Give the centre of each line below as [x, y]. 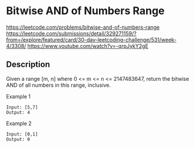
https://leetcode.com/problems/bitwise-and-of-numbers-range [83, 27]
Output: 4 [18, 112]
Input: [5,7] [22, 107]
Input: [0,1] [22, 134]
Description [28, 65]
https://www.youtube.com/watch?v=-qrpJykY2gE [88, 46]
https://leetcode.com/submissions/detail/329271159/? [71, 33]
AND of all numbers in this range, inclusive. [58, 85]
